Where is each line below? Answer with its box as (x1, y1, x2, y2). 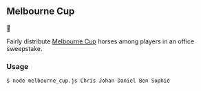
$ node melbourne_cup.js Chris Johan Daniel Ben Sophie (6, 77, 170, 85)
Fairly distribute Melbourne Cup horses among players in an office (6, 37, 194, 45)
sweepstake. (6, 44, 43, 52)
